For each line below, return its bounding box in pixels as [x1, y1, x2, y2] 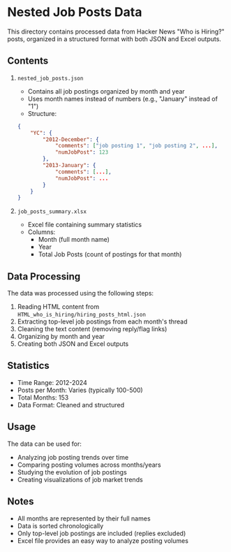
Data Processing [7, 270, 81, 282]
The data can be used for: [7, 440, 82, 448]
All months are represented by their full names [17, 514, 151, 523]
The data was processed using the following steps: [7, 289, 154, 298]
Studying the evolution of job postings [17, 467, 127, 476]
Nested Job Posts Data [7, 4, 142, 20]
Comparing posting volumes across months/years [17, 460, 162, 469]
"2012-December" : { [43, 136, 99, 143]
